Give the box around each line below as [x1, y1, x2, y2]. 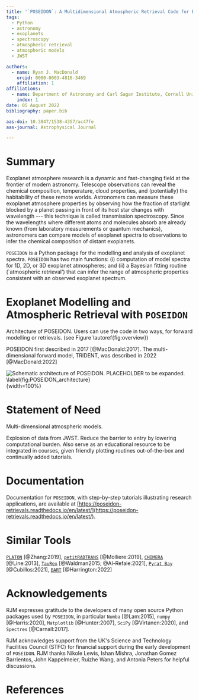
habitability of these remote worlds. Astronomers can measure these [6, 194, 174, 201]
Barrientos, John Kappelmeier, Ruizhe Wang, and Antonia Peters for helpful [6, 655, 190, 663]
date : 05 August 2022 [6, 102, 60, 108]
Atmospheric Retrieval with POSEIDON [6, 308, 188, 322]
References [6, 683, 64, 696]
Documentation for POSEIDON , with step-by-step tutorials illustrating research [6, 494, 192, 501]
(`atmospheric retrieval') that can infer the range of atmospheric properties [6, 268, 189, 275]
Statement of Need [6, 403, 101, 417]
